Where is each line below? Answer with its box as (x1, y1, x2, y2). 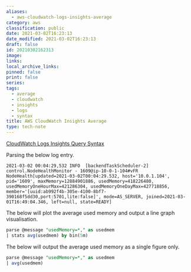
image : (6, 53, 22, 58)
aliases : (6, 8, 28, 15)
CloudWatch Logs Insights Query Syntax (6, 140, 104, 147)
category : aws (6, 19, 41, 25)
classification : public (6, 25, 65, 31)
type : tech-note (6, 124, 46, 130)
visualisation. (6, 216, 38, 222)
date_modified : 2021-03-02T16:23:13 (6, 36, 96, 42)
